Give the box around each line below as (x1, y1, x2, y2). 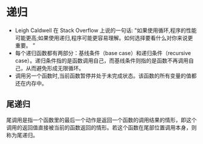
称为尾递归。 (6, 131, 38, 139)
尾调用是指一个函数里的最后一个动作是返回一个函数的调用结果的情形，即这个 (6, 116, 197, 123)
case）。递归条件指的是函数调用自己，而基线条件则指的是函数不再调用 (14, 57, 189, 64)
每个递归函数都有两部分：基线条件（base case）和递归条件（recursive (14, 49, 192, 56)
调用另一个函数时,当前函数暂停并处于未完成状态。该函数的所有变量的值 (14, 72, 192, 79)
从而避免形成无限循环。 (25, 64, 85, 71)
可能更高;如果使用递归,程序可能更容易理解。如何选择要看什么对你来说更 (14, 34, 193, 41)
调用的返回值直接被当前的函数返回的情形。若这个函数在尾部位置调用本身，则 (6, 123, 197, 131)
